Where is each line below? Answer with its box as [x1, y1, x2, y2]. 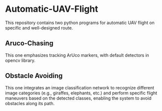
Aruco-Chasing [5, 39, 54, 48]
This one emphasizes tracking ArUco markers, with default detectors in [5, 52, 149, 58]
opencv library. [5, 57, 36, 63]
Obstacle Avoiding [5, 72, 63, 80]
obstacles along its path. [5, 100, 55, 106]
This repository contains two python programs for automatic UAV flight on [5, 20, 155, 26]
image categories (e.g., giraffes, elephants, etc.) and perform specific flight [5, 90, 158, 96]
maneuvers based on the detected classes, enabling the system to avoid [5, 95, 152, 101]
